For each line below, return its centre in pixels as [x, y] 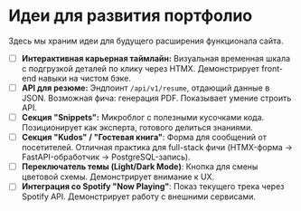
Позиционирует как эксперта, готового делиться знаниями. [137, 128]
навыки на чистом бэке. [85, 78]
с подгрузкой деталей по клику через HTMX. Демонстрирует [140, 68]
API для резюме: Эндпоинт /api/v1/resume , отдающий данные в [146, 88]
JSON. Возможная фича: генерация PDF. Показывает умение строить [156, 98]
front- [272, 68]
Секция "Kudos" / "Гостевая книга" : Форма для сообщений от [144, 138]
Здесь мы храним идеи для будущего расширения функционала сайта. [146, 41]
